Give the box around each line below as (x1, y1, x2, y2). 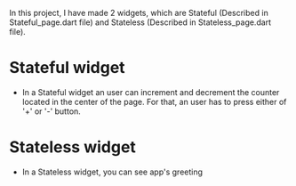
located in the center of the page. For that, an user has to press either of (21, 96, 287, 107)
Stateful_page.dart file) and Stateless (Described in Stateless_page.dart (9, 17, 272, 28)
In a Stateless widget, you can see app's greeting (21, 166, 203, 177)
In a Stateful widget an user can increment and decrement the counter (21, 86, 280, 97)
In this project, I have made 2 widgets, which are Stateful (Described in (9, 8, 268, 18)
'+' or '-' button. (21, 106, 82, 117)
